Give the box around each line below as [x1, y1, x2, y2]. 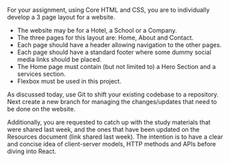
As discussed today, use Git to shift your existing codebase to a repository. [7, 90, 219, 98]
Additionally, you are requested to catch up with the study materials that [7, 118, 211, 126]
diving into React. [7, 147, 57, 155]
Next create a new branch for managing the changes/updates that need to [7, 98, 218, 105]
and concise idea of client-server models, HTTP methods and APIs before [7, 140, 216, 148]
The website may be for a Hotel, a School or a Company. [16, 27, 177, 34]
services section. [16, 70, 66, 78]
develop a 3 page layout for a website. [7, 13, 115, 21]
